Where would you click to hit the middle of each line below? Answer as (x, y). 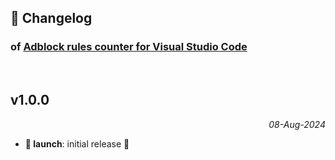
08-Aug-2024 (297, 124)
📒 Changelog (51, 18)
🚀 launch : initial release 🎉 (77, 143)
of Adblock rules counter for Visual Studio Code (129, 47)
